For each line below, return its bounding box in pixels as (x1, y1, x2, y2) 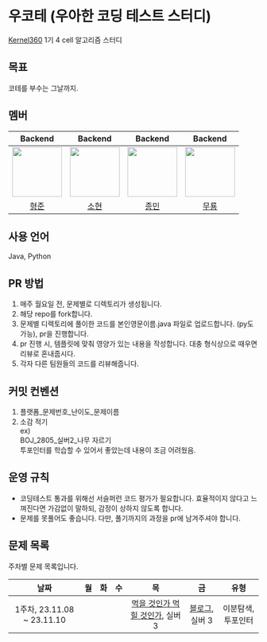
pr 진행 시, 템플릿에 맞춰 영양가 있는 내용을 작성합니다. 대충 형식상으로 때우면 (19, 339, 258, 348)
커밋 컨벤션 (8, 384, 60, 398)
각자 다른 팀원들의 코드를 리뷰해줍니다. (19, 359, 139, 368)
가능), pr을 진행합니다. (19, 329, 89, 339)
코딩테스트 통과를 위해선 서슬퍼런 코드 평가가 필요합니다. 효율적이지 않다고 (19, 493, 250, 503)
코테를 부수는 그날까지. (8, 83, 79, 92)
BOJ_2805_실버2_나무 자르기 (19, 435, 112, 445)
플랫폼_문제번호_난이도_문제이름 (19, 407, 120, 416)
